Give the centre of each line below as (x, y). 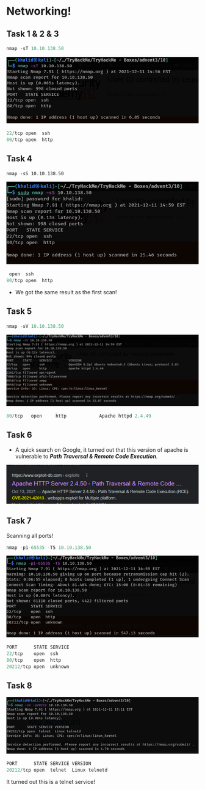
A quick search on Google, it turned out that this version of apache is (102, 449)
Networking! (39, 11)
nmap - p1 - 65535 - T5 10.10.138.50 (49, 548)
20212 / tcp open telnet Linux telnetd (57, 770)
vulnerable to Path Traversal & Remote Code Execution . (86, 456)
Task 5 (19, 312)
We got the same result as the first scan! (66, 292)
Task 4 (19, 159)
